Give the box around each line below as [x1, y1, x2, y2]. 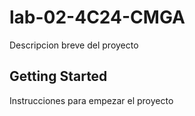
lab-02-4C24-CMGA [9, 6, 186, 29]
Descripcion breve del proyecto [9, 39, 139, 51]
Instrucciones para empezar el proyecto [9, 94, 174, 106]
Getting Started [9, 68, 108, 85]
